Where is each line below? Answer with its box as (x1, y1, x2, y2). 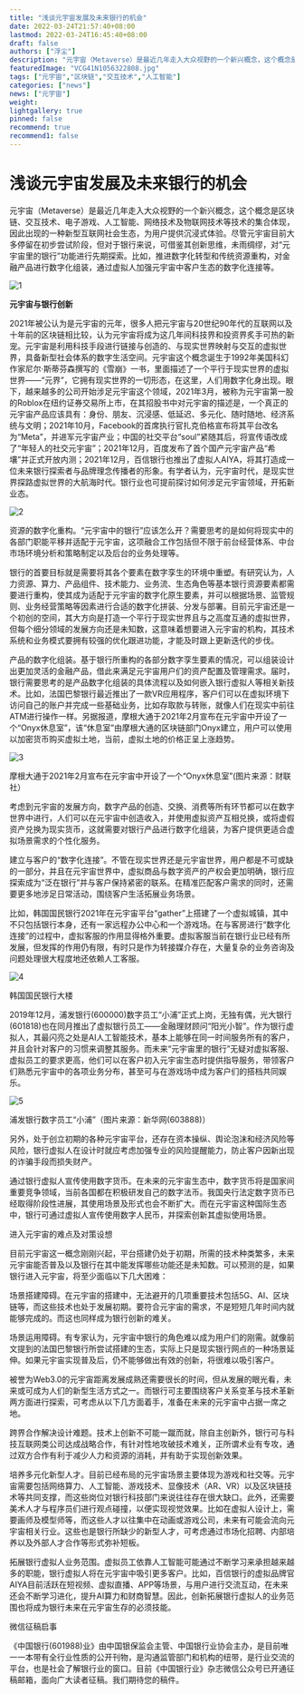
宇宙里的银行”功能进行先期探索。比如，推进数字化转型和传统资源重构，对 (9, 250, 283, 261)
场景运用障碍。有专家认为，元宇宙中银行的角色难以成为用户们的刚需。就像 (9, 1331, 287, 1343)
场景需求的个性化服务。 (16, 835, 105, 846)
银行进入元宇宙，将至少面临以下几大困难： (9, 1270, 168, 1281)
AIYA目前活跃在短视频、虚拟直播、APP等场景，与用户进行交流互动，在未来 (9, 1579, 290, 1590)
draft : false (9, 38, 59, 48)
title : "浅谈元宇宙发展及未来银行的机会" (9, 13, 147, 23)
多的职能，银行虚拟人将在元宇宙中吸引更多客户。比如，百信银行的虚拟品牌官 (9, 1567, 295, 1579)
